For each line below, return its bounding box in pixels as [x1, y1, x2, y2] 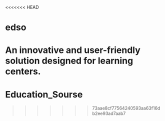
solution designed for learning [5, 55, 133, 66]
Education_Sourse [5, 88, 83, 100]
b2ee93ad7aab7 [92, 110, 126, 116]
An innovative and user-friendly [5, 44, 141, 56]
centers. [5, 66, 41, 77]
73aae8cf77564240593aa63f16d [92, 105, 160, 111]
